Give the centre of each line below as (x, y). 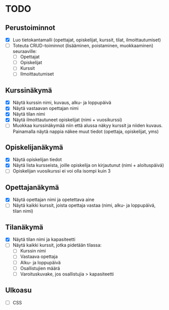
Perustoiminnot (30, 28)
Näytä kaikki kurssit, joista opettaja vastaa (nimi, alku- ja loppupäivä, (84, 205)
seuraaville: (25, 51)
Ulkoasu (19, 290)
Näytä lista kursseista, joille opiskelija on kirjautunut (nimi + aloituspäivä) (88, 165)
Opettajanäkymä (32, 187)
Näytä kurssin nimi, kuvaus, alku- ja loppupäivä (62, 103)
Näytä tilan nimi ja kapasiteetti (44, 239)
